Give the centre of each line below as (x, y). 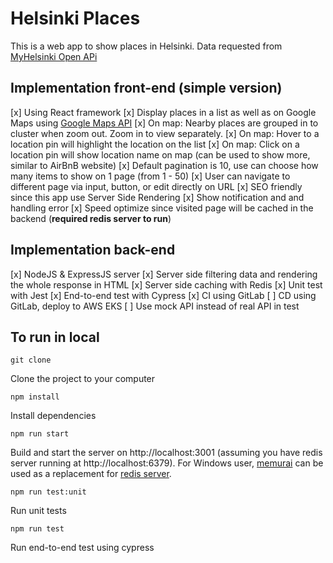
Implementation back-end (93, 250)
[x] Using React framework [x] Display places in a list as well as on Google (163, 112)
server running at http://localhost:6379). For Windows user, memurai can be (167, 463)
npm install (35, 397)
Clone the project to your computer (83, 379)
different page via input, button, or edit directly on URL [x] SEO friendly (156, 186)
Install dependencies (53, 416)
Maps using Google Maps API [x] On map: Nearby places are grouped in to (164, 123)
